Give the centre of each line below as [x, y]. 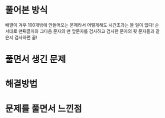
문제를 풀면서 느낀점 [44, 109]
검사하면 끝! [26, 37]
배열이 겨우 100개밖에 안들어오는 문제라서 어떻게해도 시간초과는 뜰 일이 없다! [79, 25]
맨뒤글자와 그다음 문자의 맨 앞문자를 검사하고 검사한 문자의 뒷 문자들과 [86, 31]
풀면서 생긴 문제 [35, 59]
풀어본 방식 [26, 10]
